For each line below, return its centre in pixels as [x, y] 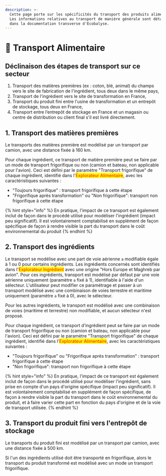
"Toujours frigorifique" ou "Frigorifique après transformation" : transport [86, 356]
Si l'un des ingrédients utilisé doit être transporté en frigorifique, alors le [78, 458]
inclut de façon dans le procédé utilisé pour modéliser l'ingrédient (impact [80, 216]
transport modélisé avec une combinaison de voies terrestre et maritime [79, 290]
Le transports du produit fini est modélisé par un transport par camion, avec [82, 443]
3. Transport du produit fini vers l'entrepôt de [76, 423]
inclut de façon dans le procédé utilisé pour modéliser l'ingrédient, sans [78, 381]
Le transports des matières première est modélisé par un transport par [77, 145]
